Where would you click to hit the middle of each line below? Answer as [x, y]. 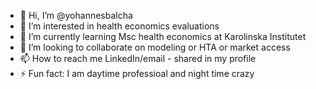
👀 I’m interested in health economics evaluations [119, 26]
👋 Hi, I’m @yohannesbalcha [76, 15]
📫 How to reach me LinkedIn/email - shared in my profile [138, 58]
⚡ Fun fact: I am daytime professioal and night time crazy [137, 73]
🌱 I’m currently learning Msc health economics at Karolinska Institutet [163, 36]
